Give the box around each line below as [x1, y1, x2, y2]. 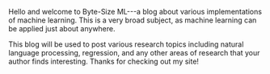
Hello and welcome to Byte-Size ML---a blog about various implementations [8, 7, 263, 16]
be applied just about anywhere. [8, 24, 116, 33]
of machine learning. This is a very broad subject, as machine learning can [8, 15, 257, 25]
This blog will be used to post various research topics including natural [8, 39, 244, 49]
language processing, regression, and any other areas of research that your [8, 48, 260, 57]
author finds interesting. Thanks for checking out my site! [8, 56, 200, 66]
